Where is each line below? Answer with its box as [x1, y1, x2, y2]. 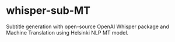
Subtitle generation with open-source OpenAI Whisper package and [6, 23, 169, 30]
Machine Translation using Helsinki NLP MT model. [6, 29, 129, 36]
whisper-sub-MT [6, 4, 90, 17]
